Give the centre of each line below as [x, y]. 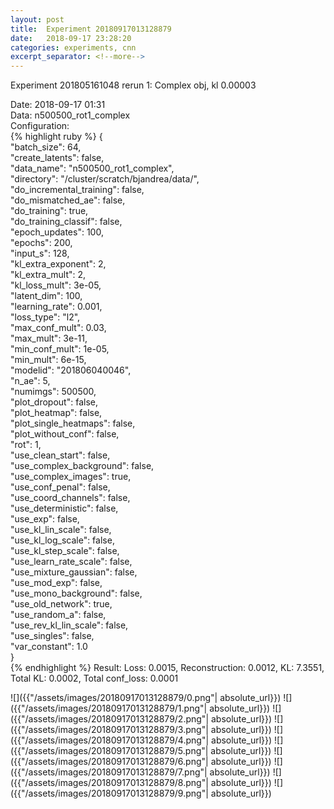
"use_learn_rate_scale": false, [71, 562]
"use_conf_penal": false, [60, 487]
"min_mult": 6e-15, [48, 360]
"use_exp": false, [45, 519]
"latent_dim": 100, [46, 296]
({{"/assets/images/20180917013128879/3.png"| [109, 730]
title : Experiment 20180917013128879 [91, 29]
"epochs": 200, [41, 243]
